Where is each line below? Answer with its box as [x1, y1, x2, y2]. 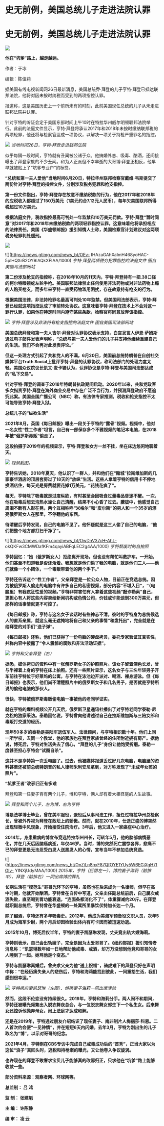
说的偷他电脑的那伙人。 [5, 686, 52, 692]
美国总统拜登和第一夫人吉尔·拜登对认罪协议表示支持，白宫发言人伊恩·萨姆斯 [5, 330, 158, 336]
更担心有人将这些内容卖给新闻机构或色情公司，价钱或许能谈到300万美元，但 [5, 595, 159, 601]
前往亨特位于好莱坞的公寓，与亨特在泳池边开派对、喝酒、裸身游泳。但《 [9, 674, 155, 679]
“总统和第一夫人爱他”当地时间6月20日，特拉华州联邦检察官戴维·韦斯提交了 [5, 175, 157, 181]
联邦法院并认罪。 [5, 109, 40, 115]
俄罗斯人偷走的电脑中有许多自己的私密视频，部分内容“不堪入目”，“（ [13, 583, 151, 589]
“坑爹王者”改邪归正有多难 [5, 780, 57, 787]
